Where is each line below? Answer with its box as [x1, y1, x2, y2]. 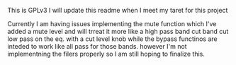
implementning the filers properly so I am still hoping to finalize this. [7, 49, 206, 58]
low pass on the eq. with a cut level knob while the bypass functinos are [7, 35, 218, 43]
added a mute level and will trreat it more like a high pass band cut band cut [7, 28, 229, 35]
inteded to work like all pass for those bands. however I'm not [7, 42, 187, 50]
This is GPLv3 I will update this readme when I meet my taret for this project [7, 6, 228, 14]
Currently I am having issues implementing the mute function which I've [7, 20, 217, 28]
